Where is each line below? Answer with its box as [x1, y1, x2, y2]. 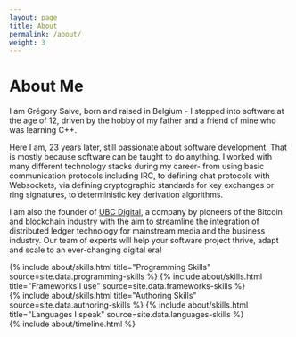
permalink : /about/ [9, 29, 82, 38]
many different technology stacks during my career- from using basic [9, 161, 265, 172]
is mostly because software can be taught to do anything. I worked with [9, 152, 273, 162]
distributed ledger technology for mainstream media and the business [9, 226, 266, 236]
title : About [9, 21, 58, 30]
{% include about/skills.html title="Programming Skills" [9, 262, 211, 273]
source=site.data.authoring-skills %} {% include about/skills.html [9, 300, 249, 310]
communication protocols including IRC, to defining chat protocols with [9, 170, 270, 181]
